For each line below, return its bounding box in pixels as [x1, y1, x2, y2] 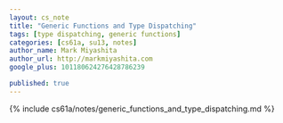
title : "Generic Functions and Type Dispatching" [9, 21, 198, 30]
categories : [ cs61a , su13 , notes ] [9, 37, 138, 47]
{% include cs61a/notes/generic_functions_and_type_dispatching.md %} [9, 103, 275, 114]
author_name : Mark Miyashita [9, 46, 117, 55]
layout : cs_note [9, 12, 69, 22]
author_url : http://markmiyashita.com [9, 54, 153, 63]
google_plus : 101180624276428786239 [9, 63, 145, 72]
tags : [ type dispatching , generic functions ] [9, 29, 181, 38]
